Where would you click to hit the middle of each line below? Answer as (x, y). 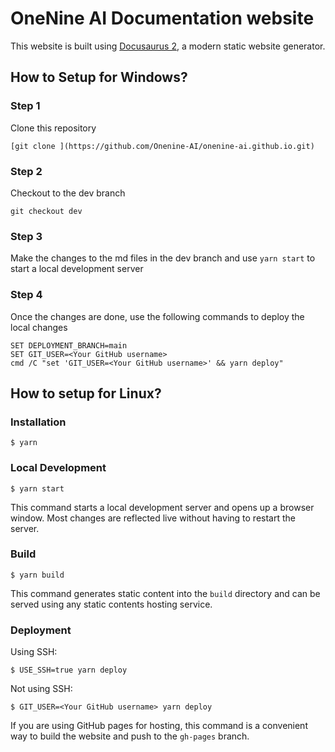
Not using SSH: (41, 689)
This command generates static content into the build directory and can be (165, 593)
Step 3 (26, 236)
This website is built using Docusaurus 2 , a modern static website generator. (168, 46)
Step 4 (26, 295)
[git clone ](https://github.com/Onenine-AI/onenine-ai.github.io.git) (162, 146)
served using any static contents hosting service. (111, 604)
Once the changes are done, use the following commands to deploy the (157, 316)
